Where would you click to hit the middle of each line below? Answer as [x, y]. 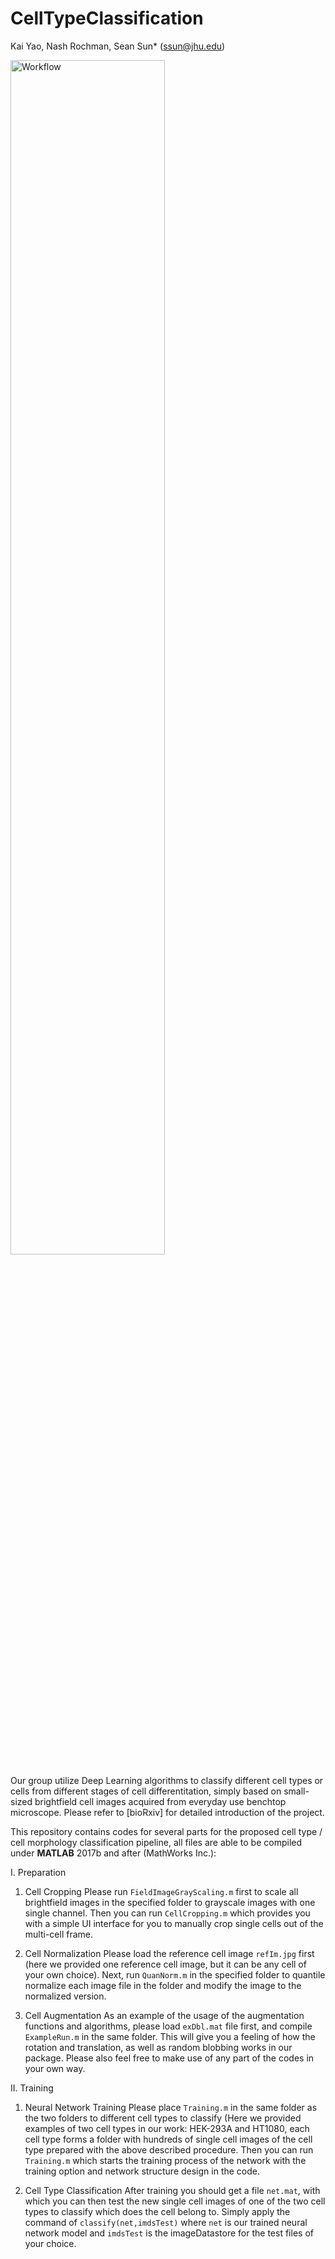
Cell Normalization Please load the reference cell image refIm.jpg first [169, 1953]
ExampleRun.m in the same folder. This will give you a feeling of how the [170, 2036]
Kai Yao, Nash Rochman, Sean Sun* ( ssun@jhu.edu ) [118, 46]
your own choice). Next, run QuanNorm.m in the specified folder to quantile [175, 1974]
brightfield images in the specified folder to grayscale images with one [170, 1902]
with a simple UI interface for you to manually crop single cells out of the [174, 1923]
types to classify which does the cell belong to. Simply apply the [157, 2211]
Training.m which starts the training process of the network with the [165, 2160]
